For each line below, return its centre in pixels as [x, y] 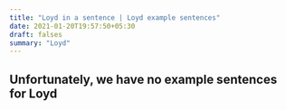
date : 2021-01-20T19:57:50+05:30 [72, 26]
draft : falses [36, 34]
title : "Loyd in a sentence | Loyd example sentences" [115, 18]
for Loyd [33, 93]
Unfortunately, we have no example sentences [143, 79]
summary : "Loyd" [40, 43]
